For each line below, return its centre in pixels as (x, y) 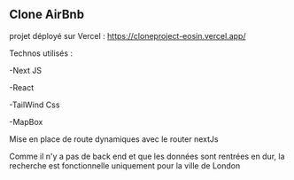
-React (21, 87)
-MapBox (26, 121)
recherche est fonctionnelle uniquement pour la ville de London (125, 165)
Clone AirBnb (47, 15)
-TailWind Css (35, 105)
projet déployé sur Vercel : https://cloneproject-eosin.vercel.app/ (128, 35)
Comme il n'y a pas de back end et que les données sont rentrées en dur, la (147, 156)
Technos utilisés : (41, 53)
